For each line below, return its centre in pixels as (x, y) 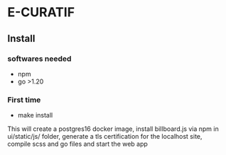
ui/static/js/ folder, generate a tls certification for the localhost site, (105, 137)
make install (35, 115)
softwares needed (39, 59)
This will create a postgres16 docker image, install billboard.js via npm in (113, 129)
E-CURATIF (41, 12)
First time (24, 100)
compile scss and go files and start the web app (77, 144)
